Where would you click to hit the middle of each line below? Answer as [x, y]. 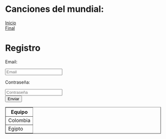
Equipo [19, 112]
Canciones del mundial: [55, 9]
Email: [11, 62]
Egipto [16, 129]
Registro [23, 48]
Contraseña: [18, 82]
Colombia [19, 120]
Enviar [14, 99]
